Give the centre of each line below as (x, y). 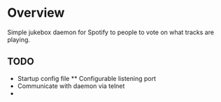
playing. (19, 39)
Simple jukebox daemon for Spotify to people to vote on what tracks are (111, 32)
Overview (36, 13)
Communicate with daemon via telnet (71, 86)
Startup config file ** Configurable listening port (86, 78)
